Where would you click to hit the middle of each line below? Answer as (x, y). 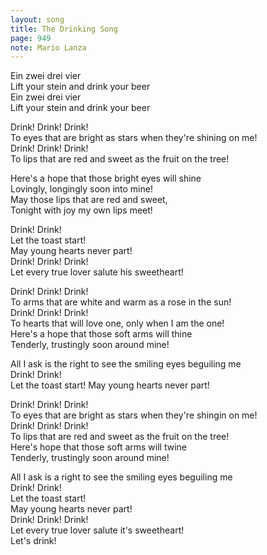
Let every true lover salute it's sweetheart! (97, 530)
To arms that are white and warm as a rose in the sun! (121, 302)
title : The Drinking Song (64, 29)
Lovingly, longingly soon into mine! (81, 189)
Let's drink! (33, 541)
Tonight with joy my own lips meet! (81, 210)
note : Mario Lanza (48, 47)
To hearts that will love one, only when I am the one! (117, 323)
